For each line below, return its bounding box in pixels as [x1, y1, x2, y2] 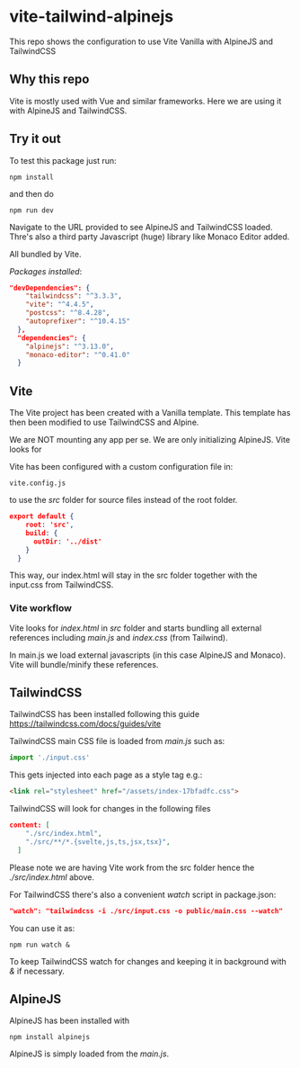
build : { [25, 528, 58, 537]
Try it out [9, 131, 61, 147]
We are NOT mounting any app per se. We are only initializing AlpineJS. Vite [9, 435, 290, 445]
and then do [9, 188, 54, 199]
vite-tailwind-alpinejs [9, 6, 173, 27]
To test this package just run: [9, 155, 117, 166]
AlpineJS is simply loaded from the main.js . [9, 1048, 170, 1059]
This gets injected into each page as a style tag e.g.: [9, 769, 203, 780]
